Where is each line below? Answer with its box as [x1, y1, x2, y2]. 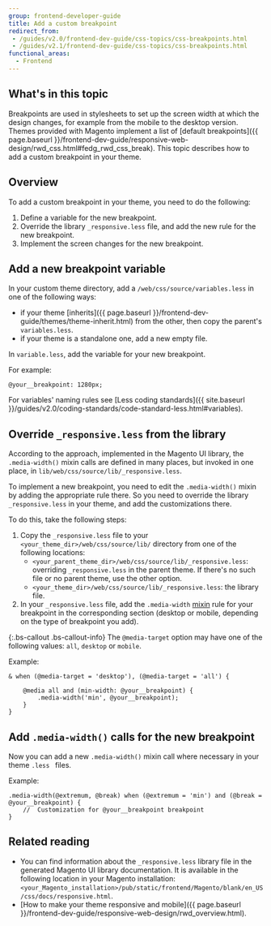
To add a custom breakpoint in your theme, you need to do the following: [8, 196, 251, 207]
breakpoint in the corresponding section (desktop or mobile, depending [19, 608, 259, 618]
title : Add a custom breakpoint [8, 19, 117, 28]
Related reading [8, 835, 91, 849]
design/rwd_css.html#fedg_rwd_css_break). [8, 143, 155, 153]
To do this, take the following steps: [8, 515, 127, 524]
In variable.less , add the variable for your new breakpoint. [8, 350, 206, 360]
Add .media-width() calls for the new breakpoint [8, 730, 255, 743]
